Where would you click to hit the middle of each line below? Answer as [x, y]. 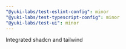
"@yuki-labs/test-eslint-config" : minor [58, 12]
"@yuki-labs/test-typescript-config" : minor [63, 17]
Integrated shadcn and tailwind [44, 40]
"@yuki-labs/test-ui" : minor [42, 23]
